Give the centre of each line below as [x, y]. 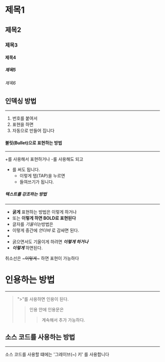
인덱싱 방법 [21, 101]
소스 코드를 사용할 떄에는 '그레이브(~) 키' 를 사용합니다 [57, 355]
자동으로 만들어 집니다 [33, 131]
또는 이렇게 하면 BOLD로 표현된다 [44, 218]
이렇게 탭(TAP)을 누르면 [42, 176]
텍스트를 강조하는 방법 [26, 194]
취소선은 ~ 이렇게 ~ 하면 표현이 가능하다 [42, 258]
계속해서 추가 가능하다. [63, 320]
